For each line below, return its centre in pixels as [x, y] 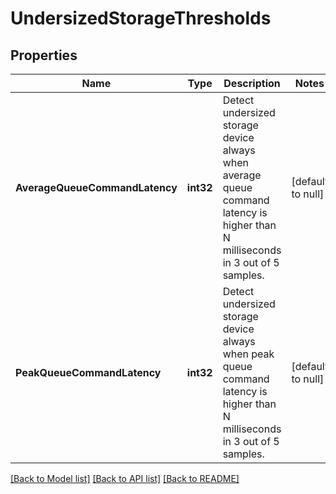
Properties [44, 55]
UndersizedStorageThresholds [141, 18]
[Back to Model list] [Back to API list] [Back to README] [125, 478]
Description [252, 83]
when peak [248, 354]
